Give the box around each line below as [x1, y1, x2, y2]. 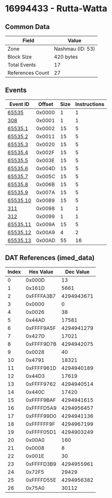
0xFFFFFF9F [26, 420, 56, 427]
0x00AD [36, 237, 56, 244]
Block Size [7, 54, 32, 60]
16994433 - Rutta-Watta [5, 3, 108, 14]
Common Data [5, 23, 50, 31]
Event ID [9, 100, 29, 107]
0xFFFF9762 [26, 380, 56, 387]
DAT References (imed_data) [5, 254, 95, 262]
